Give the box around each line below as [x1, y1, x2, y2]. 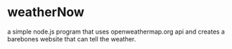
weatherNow [7, 4, 84, 20]
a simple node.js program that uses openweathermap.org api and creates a [7, 27, 225, 36]
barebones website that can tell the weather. [7, 34, 136, 43]
